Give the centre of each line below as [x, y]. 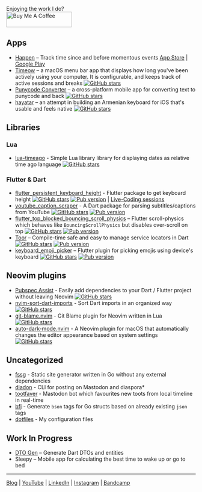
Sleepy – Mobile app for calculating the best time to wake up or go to [100, 459]
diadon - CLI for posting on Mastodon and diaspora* [80, 387]
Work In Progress [39, 438]
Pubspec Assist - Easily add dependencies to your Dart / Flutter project [103, 290]
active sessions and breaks [49, 83]
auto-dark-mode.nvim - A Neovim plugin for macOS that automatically [102, 328]
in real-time [29, 400]
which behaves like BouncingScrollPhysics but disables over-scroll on [101, 224]
